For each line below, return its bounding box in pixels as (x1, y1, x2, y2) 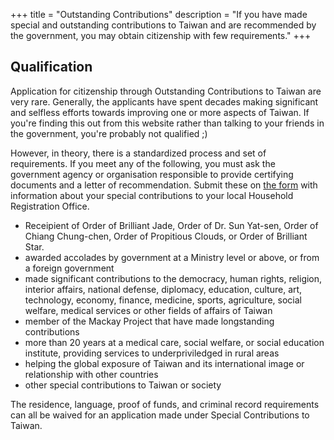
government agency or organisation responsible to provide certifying (10, 168, 294, 180)
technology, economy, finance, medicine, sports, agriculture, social (24, 294, 302, 306)
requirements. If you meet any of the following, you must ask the (10, 157, 276, 169)
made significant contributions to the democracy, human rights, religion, (24, 272, 323, 284)
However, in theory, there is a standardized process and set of (10, 147, 267, 159)
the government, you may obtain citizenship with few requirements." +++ (10, 30, 312, 41)
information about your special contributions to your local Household (10, 189, 294, 201)
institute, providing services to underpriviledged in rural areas (24, 347, 280, 359)
